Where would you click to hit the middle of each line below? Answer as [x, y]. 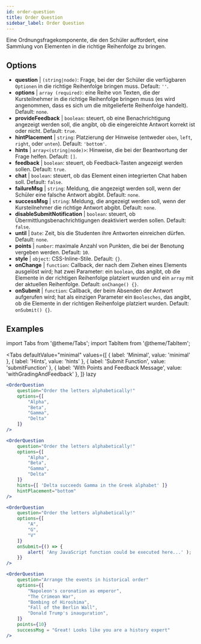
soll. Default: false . [39, 182]
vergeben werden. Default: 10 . [52, 253]
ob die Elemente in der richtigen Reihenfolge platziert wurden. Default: [102, 304]
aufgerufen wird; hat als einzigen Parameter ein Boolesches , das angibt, [103, 297]
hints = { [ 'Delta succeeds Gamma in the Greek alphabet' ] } [92, 485]
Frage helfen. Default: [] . [46, 156]
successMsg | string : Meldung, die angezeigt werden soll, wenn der [100, 201]
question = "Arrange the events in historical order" [83, 580]
